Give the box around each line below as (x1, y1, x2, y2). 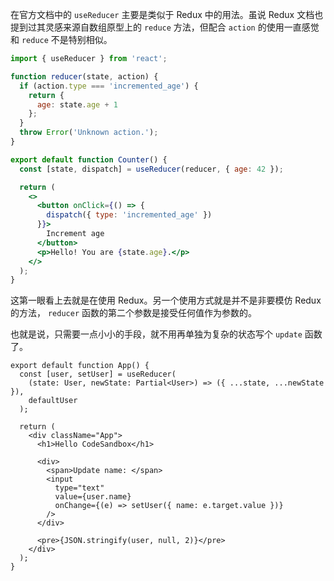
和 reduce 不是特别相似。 (10, 34, 113, 45)
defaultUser (28, 396, 78, 406)
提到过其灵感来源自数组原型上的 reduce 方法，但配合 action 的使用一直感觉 (10, 21, 320, 33)
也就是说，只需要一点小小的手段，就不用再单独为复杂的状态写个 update (10, 328, 303, 340)
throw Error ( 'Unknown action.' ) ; (19, 128, 159, 138)
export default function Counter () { (10, 154, 168, 165)
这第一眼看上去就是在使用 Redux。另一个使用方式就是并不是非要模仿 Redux (10, 294, 322, 307)
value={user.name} (54, 492, 132, 502)
